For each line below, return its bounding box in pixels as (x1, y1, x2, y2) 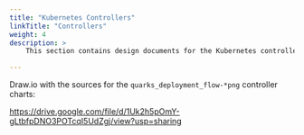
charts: (9, 89, 36, 100)
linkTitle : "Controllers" (9, 22, 107, 31)
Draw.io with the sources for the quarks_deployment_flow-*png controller (9, 79, 279, 90)
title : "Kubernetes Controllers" (9, 13, 136, 22)
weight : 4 (9, 30, 47, 39)
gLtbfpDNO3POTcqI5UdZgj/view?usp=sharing (9, 116, 183, 127)
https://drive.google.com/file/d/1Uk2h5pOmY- (9, 106, 180, 117)
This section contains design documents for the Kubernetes (25, 47, 257, 56)
